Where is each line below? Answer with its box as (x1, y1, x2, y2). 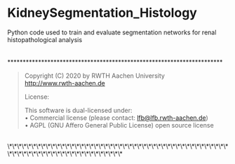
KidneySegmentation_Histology (7, 5, 198, 21)
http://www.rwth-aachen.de (24, 78, 105, 87)
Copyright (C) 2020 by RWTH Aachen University (24, 71, 165, 80)
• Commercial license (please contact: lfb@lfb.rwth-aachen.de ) (24, 114, 208, 122)
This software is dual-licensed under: (24, 106, 133, 114)
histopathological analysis (7, 35, 83, 43)
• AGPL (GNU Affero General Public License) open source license (24, 121, 214, 129)
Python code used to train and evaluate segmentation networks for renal (7, 28, 217, 36)
